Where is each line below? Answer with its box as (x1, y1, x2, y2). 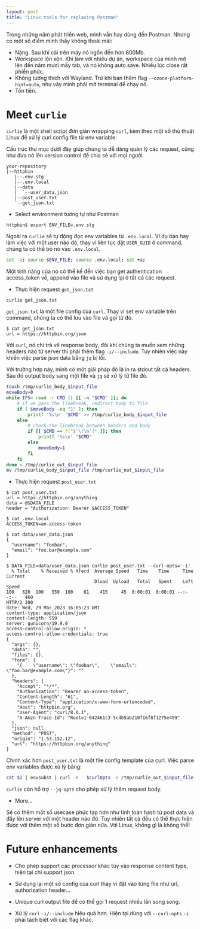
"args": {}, (11, 642, 42, 648)
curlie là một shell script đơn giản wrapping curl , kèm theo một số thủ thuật (6, 127, 195, 135)
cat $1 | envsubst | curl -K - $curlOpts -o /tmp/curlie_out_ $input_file (6, 775, 194, 781)
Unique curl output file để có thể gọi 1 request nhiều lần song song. (14, 898, 180, 906)
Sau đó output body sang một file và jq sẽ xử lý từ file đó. (6, 372, 148, 380)
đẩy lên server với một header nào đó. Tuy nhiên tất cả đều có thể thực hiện (6, 815, 193, 822)
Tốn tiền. (14, 87, 37, 94)
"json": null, (11, 725, 47, 731)
